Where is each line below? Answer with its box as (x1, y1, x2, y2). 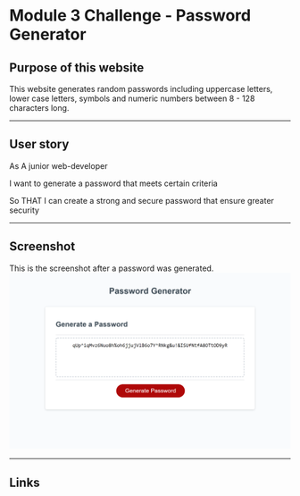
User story (9, 137, 70, 152)
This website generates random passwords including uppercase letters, (9, 84, 273, 94)
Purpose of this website (9, 60, 145, 75)
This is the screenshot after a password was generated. (9, 263, 214, 273)
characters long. (9, 103, 70, 113)
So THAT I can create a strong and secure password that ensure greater (9, 195, 275, 206)
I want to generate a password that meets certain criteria (9, 178, 219, 189)
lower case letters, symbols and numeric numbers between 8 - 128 (9, 93, 255, 104)
